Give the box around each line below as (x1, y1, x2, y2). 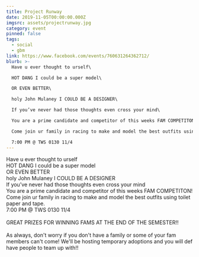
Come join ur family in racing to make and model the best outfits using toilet (6, 193, 191, 200)
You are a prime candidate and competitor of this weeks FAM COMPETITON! (6, 187, 193, 194)
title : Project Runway (6, 8, 62, 15)
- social (11, 42, 33, 48)
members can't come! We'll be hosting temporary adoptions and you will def (6, 237, 193, 245)
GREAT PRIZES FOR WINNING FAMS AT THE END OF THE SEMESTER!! (6, 218, 179, 226)
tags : (6, 36, 20, 42)
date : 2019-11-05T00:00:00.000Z (6, 14, 86, 20)
